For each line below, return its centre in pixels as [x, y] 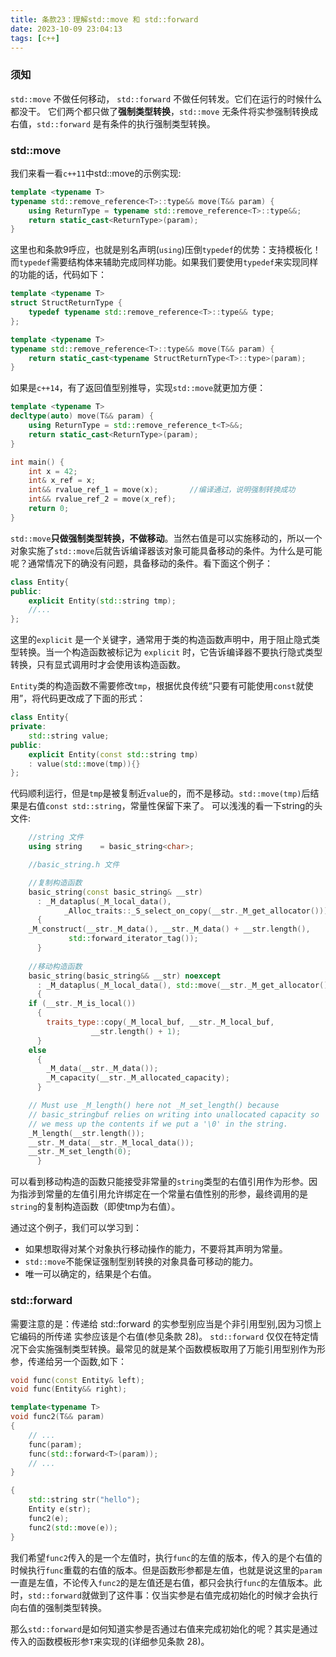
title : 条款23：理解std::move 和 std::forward [104, 19]
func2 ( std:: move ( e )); [73, 1527]
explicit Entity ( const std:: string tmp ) [113, 754]
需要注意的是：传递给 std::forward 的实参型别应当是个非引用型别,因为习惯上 [166, 1323]
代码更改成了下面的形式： [93, 698]
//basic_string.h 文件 [74, 865]
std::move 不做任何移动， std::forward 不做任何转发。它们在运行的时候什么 [166, 98]
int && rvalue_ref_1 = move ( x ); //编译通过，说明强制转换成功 [162, 490]
